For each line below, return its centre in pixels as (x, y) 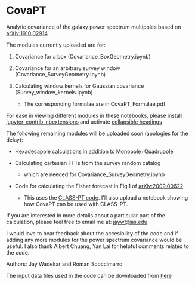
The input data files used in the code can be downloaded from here (89, 275)
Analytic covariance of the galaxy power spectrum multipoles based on (94, 27)
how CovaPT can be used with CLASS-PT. (76, 204)
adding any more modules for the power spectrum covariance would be (94, 240)
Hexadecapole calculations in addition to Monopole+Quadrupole (94, 151)
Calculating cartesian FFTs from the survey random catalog (88, 163)
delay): (15, 140)
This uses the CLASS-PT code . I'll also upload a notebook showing (106, 197)
